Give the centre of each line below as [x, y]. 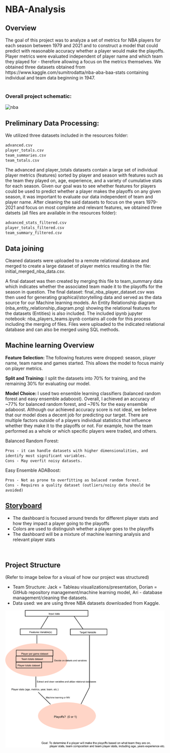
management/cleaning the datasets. [50, 598]
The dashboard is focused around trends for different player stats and [85, 518]
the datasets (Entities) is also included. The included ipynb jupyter [74, 313]
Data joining [25, 248]
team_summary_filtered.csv [34, 233]
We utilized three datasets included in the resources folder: [67, 136]
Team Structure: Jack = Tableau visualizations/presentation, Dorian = [85, 587]
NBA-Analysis [35, 9]
